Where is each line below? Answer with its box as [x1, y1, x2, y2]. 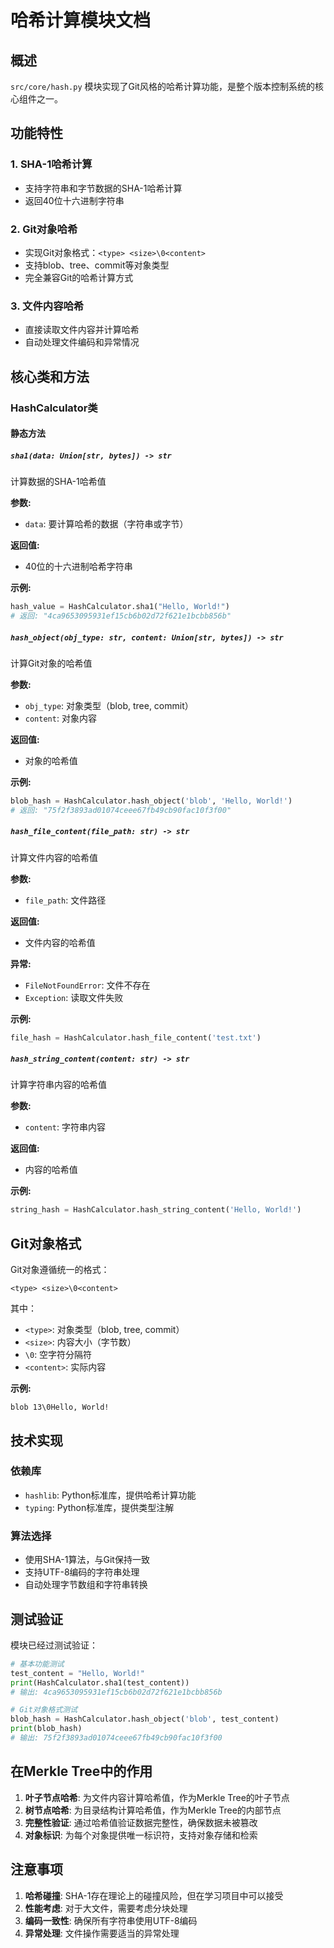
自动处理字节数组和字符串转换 [24, 1579, 148, 1591]
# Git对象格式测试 [10, 1705, 78, 1715]
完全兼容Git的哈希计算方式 [24, 271, 134, 283]
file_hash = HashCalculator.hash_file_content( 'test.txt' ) [10, 1032, 262, 1043]
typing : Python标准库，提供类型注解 [24, 1501, 175, 1513]
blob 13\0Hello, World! [10, 1402, 110, 1413]
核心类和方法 [10, 368, 90, 385]
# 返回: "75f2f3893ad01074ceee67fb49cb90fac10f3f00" [10, 805, 232, 815]
